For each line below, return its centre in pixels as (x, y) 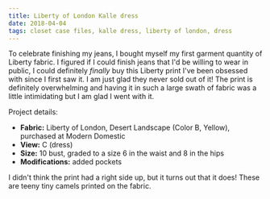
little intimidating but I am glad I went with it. (81, 97)
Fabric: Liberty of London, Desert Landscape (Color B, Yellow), (125, 128)
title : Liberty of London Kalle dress (73, 16)
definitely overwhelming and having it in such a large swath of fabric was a (133, 88)
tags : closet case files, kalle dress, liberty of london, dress (120, 31)
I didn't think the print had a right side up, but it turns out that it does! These (134, 177)
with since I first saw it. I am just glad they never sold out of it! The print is (131, 79)
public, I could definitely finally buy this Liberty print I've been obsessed (128, 71)
